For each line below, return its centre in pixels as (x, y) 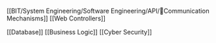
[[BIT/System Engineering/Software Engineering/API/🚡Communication (108, 11)
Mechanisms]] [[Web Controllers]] (56, 18)
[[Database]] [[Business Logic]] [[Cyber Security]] (80, 32)
